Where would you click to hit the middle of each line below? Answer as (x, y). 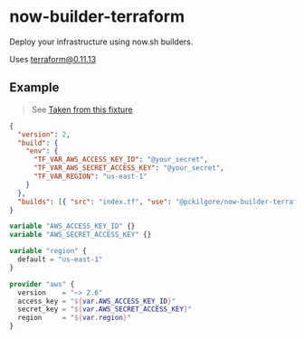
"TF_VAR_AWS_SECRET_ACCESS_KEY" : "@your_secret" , (128, 168)
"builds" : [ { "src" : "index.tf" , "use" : (95, 202)
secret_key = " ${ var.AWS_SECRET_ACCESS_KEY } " (105, 309)
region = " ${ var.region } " (74, 318)
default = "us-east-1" (60, 259)
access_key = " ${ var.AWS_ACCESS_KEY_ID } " (97, 301)
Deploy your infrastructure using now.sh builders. (101, 42)
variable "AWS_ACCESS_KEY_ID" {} (72, 226)
